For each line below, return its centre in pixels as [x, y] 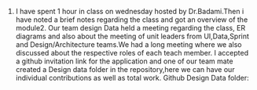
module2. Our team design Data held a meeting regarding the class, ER [130, 28]
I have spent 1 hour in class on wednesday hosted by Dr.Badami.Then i [130, 11]
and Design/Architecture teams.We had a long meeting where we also [128, 45]
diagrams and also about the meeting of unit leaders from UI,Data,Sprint [132, 36]
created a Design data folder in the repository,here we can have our [125, 69]
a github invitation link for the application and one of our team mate [124, 61]
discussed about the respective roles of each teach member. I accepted [132, 53]
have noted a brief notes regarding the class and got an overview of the [132, 20]
